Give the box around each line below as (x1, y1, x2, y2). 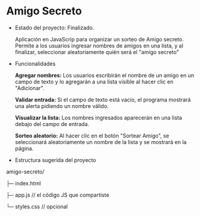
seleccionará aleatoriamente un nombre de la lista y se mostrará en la (14, 138, 187, 145)
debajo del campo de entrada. (14, 120, 90, 127)
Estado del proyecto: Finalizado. (14, 24, 95, 31)
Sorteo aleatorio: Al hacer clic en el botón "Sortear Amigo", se (14, 132, 169, 139)
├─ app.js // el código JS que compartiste (6, 191, 110, 199)
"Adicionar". (14, 84, 45, 91)
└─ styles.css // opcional (6, 203, 68, 210)
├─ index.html (6, 179, 41, 187)
